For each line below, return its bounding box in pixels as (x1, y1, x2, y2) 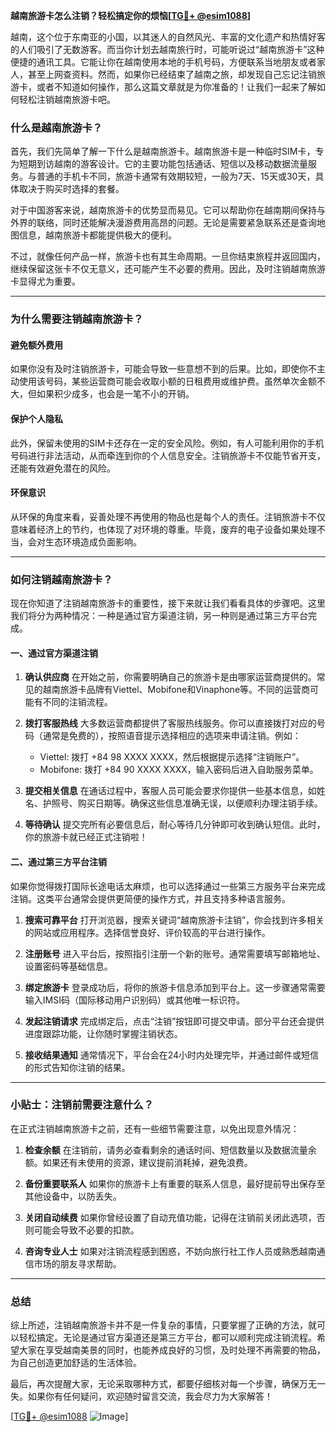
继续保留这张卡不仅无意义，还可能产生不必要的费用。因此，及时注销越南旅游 (10, 263, 326, 275)
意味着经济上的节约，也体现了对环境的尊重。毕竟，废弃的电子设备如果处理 (10, 523, 317, 535)
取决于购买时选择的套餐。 (18, 183, 125, 195)
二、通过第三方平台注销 (10, 855, 107, 868)
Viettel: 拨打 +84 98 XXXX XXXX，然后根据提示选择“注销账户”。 (39, 751, 305, 763)
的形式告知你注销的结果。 (24, 1061, 131, 1073)
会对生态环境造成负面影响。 (27, 535, 142, 548)
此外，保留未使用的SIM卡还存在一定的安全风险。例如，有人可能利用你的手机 (10, 437, 325, 449)
